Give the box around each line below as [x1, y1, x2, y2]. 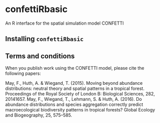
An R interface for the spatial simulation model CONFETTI [5, 20, 124, 26]
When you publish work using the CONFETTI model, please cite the [5, 65, 144, 71]
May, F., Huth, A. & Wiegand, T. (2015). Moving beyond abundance [5, 80, 143, 86]
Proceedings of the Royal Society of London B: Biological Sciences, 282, [5, 91, 155, 97]
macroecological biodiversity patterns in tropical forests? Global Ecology [5, 107, 155, 113]
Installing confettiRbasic [5, 35, 84, 43]
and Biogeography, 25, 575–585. [5, 112, 73, 118]
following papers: [5, 70, 41, 76]
